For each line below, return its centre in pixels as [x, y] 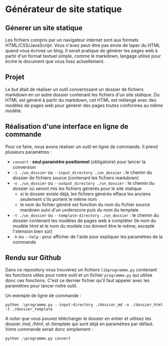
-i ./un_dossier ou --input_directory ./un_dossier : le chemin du [82, 172]
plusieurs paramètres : [28, 152]
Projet [15, 77]
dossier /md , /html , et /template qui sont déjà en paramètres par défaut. [79, 324]
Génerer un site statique [44, 28]
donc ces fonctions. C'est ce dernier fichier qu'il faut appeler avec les [77, 281]
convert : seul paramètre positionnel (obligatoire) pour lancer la [79, 162]
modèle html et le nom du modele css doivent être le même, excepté [83, 226]
